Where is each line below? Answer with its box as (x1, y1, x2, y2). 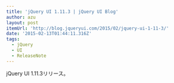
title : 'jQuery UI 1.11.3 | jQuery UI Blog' (6, 8, 119, 15)
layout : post (6, 20, 39, 25)
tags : (6, 36, 20, 42)
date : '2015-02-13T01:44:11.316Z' (6, 31, 92, 37)
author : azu (6, 14, 36, 20)
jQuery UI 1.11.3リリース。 (6, 69, 69, 77)
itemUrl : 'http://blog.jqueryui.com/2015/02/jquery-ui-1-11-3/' (6, 25, 169, 31)
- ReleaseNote (11, 53, 46, 59)
